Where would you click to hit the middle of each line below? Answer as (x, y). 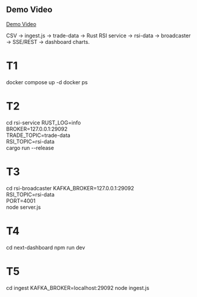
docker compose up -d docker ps (47, 82)
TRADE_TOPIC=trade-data (38, 135)
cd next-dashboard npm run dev (46, 247)
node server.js (24, 207)
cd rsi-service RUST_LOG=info (43, 122)
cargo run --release (30, 148)
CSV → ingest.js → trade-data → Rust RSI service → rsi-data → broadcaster (98, 36)
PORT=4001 (21, 200)
